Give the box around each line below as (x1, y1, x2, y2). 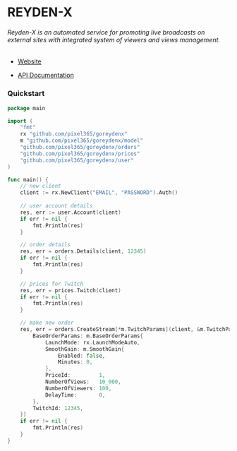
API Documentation (17, 71, 74, 80)
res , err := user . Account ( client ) (20, 209, 121, 216)
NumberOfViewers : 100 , (44, 385, 112, 392)
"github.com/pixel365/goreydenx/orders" (20, 144, 140, 151)
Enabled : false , (57, 352, 106, 359)
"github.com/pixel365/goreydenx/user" (20, 157, 134, 164)
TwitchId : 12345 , (32, 404, 83, 411)
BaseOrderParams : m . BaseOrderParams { (32, 332, 143, 339)
